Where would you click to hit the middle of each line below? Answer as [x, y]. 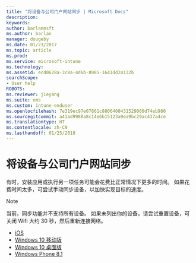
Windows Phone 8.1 [39, 254]
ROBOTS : [16, 89]
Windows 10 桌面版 [38, 247]
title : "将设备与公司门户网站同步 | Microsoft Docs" [67, 12]
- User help [21, 84]
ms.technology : [25, 67]
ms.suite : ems [24, 100]
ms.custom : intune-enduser [39, 105]
